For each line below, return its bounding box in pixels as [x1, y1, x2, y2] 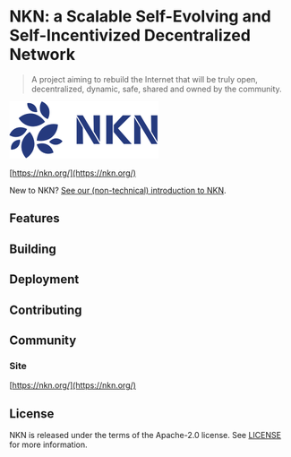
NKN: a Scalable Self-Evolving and [9, 6, 271, 27]
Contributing [9, 302, 82, 317]
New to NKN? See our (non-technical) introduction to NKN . [9, 185, 227, 195]
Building [9, 241, 56, 256]
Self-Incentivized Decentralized [9, 25, 251, 46]
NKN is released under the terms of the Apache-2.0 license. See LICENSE [9, 430, 282, 440]
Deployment [9, 272, 80, 288]
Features [9, 211, 60, 226]
